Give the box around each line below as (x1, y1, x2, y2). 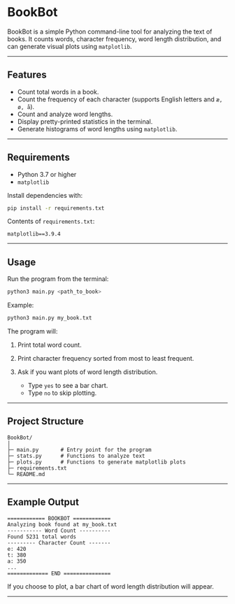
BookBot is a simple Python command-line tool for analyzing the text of (7, 27, 213, 36)
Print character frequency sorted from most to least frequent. (17, 354, 194, 362)
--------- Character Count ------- (7, 539, 111, 546)
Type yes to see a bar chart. (27, 382, 108, 389)
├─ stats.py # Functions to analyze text (7, 452, 145, 459)
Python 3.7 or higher (17, 170, 77, 178)
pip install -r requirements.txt (7, 204, 105, 212)
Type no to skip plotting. (27, 389, 97, 397)
